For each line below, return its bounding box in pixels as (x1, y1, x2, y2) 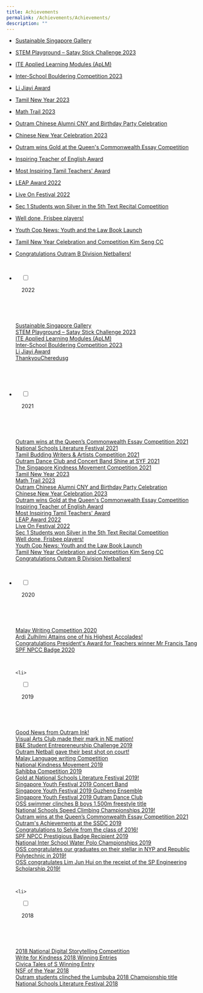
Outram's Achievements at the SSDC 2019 (15, 819, 122, 827)
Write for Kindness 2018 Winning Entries (15, 954, 117, 961)
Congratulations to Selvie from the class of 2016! (15, 826, 139, 834)
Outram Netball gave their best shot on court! (15, 748, 130, 755)
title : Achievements (6, 9, 59, 15)
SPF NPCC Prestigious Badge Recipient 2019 (15, 832, 128, 840)
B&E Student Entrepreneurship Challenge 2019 (15, 742, 133, 749)
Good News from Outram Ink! (15, 728, 90, 736)
